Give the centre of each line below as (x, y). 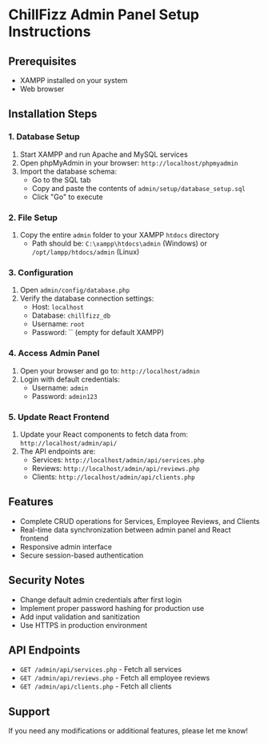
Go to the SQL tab (61, 180)
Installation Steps (53, 114)
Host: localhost (58, 307)
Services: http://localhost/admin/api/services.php (118, 459)
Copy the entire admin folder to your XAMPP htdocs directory (120, 234)
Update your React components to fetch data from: (104, 434)
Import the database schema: (68, 171)
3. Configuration (41, 272)
